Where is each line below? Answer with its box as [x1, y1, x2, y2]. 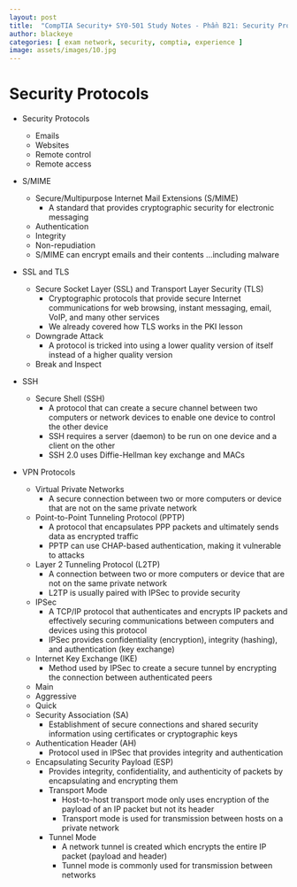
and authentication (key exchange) [48, 644, 175, 655]
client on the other [48, 440, 116, 451]
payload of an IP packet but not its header [61, 804, 215, 814]
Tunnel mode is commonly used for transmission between [61, 860, 273, 871]
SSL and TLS [21, 266, 70, 277]
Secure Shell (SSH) [34, 393, 105, 404]
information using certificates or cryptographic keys [48, 729, 239, 739]
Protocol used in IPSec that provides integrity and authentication [48, 747, 284, 758]
